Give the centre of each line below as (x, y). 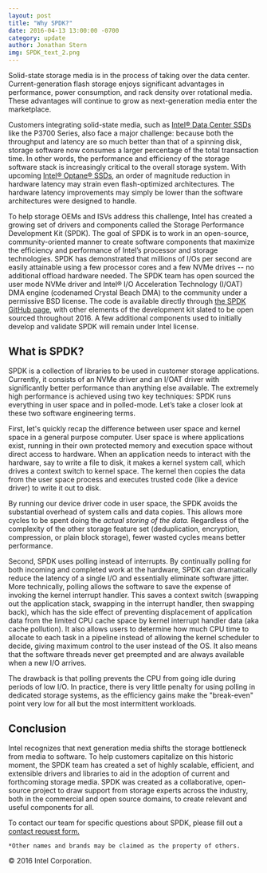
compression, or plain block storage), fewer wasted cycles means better (127, 537)
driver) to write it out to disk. (55, 488)
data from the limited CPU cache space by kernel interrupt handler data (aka (133, 620)
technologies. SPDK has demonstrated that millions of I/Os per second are (130, 259)
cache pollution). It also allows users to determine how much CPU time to (129, 629)
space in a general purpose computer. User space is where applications (126, 437)
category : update (37, 38)
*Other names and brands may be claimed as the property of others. (124, 846)
